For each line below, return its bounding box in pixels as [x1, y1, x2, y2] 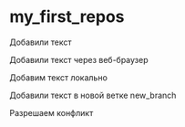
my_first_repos [9, 6, 125, 27]
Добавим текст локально [9, 71, 108, 83]
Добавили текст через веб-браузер [9, 54, 149, 65]
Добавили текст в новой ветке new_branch [9, 90, 177, 101]
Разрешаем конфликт [9, 107, 94, 118]
